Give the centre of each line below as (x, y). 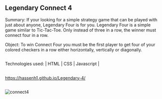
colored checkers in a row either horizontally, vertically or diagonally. (74, 49)
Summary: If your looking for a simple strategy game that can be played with (81, 19)
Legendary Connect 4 (39, 8)
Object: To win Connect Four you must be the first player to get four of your (80, 44)
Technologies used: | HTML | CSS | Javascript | (52, 64)
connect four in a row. (27, 35)
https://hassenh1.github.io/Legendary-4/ (45, 78)
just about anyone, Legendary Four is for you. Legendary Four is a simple (78, 25)
